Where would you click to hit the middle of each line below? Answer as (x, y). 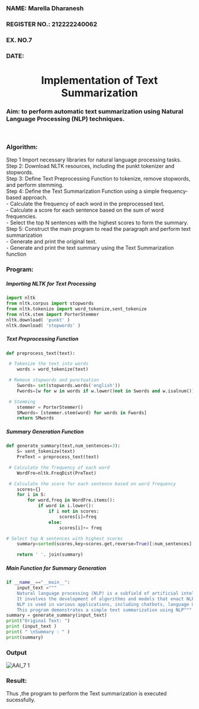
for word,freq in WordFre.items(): (71, 500)
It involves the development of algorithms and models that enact (100, 599)
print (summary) (25, 637)
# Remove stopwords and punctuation (54, 380)
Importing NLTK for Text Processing (51, 283)
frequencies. (22, 217)
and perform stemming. (35, 185)
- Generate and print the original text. (52, 241)
